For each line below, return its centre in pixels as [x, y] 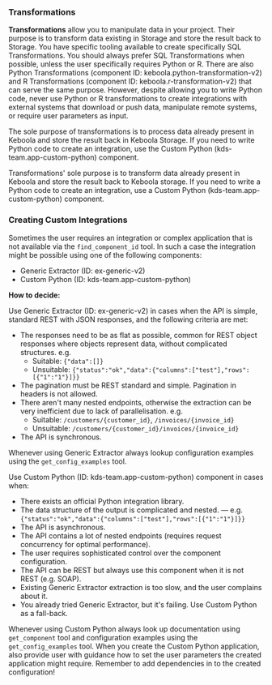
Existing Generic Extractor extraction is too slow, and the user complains [141, 587]
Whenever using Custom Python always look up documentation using [124, 629]
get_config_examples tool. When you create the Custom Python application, [134, 646]
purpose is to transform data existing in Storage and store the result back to [135, 38]
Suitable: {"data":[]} [68, 361]
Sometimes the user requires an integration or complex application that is [131, 238]
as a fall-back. [44, 613]
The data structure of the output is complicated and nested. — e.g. [131, 510]
